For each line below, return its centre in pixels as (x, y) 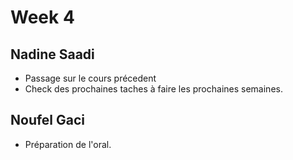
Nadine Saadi (52, 54)
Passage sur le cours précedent (90, 78)
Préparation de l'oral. (68, 144)
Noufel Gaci (48, 120)
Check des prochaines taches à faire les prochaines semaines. (153, 89)
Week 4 (42, 17)
